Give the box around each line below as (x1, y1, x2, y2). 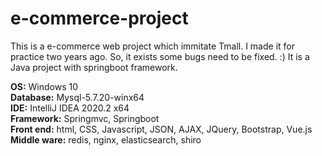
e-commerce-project (10, 7, 189, 30)
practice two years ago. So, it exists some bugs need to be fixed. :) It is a (10, 50, 310, 62)
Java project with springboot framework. (10, 61, 178, 73)
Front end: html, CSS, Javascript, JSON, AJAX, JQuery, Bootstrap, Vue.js (10, 123, 313, 135)
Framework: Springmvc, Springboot (10, 112, 160, 124)
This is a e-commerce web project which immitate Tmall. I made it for (10, 40, 295, 52)
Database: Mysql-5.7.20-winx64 (10, 91, 145, 103)
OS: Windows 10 (10, 80, 79, 92)
